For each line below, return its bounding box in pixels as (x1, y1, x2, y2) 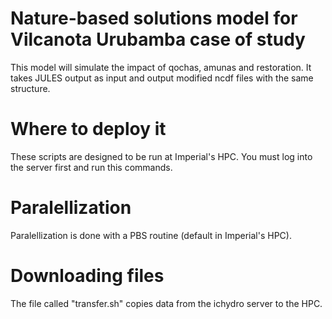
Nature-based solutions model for (10, 7, 298, 30)
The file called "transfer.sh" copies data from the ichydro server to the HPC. (10, 297, 323, 309)
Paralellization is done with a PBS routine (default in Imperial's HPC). (10, 229, 292, 241)
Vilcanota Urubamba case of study (10, 28, 306, 51)
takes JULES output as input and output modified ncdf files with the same (10, 72, 314, 84)
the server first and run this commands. (10, 161, 173, 173)
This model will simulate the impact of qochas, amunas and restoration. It (10, 61, 312, 73)
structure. (10, 82, 51, 94)
